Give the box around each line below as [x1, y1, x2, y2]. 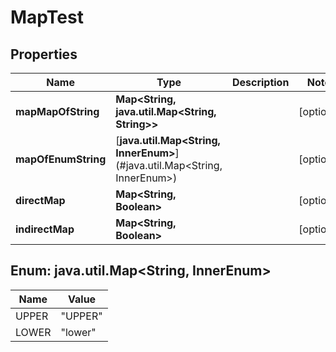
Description [231, 76, 290, 89]
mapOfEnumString [15, 152, 107, 166]
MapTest [10, 6, 84, 29]
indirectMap [15, 222, 75, 236]
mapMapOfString [15, 105, 100, 118]
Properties [10, 46, 78, 63]
